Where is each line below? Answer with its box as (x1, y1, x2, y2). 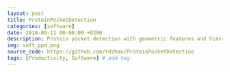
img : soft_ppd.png (7, 42, 60, 49)
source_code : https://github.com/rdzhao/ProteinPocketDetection (7, 49, 194, 56)
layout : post (7, 10, 44, 17)
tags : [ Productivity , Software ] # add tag (7, 55, 130, 62)
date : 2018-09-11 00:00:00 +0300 (7, 29, 103, 36)
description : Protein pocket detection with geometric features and (7, 36, 207, 43)
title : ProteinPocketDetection (7, 16, 97, 23)
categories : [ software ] (7, 23, 75, 29)
